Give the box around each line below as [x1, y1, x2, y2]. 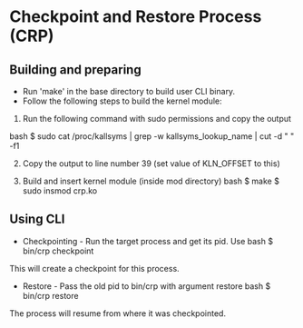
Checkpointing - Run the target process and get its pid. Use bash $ [22, 235, 274, 246]
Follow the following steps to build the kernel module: [22, 95, 222, 106]
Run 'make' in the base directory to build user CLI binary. [22, 86, 236, 96]
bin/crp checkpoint [22, 245, 94, 256]
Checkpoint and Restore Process [9, 6, 262, 27]
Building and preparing [9, 62, 142, 77]
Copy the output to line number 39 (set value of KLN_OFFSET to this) [22, 158, 280, 169]
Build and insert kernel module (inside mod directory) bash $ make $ [22, 175, 279, 186]
